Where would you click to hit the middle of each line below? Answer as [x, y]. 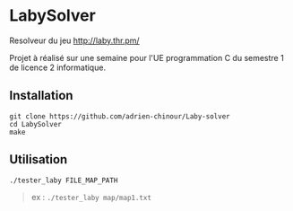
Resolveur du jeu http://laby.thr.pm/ [75, 40]
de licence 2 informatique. [57, 67]
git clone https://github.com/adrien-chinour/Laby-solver [120, 116]
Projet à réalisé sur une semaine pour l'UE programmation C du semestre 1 [146, 57]
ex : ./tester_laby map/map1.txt [91, 197]
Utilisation [39, 159]
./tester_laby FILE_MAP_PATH [64, 180]
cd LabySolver [36, 124]
